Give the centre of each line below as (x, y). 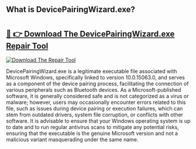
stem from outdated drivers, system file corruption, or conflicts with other (94, 115)
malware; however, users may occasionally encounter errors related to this (96, 102)
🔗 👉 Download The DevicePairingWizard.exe (90, 34)
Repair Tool (27, 46)
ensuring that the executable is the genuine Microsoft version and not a (92, 133)
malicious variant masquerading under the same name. (72, 139)
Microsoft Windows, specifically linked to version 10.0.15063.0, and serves (96, 77)
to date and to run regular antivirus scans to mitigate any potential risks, (93, 127)
